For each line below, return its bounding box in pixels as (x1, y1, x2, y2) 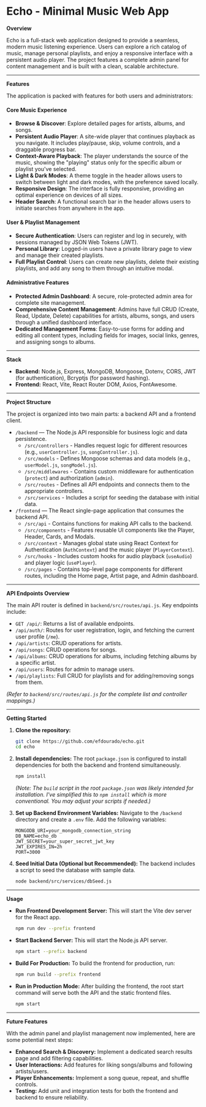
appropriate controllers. (24, 487, 85, 494)
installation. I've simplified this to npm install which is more (15, 791, 167, 799)
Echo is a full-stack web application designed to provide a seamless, (6, 36, 180, 44)
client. (6, 416, 22, 424)
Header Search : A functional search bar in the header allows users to (15, 198, 191, 205)
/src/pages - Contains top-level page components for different (24, 565, 183, 573)
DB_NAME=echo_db (15, 833, 57, 840)
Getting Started (6, 714, 47, 722)
